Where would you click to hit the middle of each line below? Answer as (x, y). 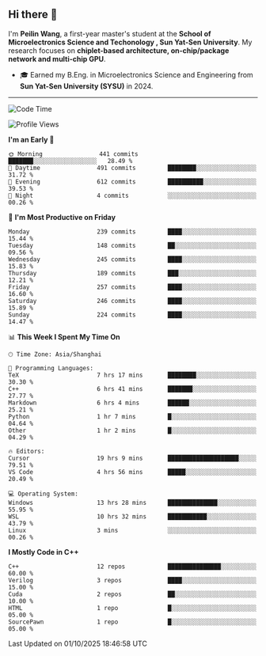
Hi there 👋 (33, 15)
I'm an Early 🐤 (31, 139)
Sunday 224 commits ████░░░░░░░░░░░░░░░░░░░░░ (133, 315)
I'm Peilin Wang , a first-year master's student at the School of (110, 33)
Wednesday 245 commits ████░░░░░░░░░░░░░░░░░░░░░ (133, 259)
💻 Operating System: (44, 494)
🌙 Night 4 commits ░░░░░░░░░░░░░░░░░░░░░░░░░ (133, 195)
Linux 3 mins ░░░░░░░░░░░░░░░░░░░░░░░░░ (133, 530)
